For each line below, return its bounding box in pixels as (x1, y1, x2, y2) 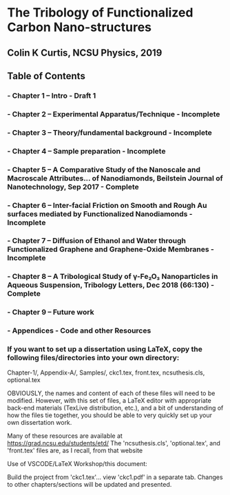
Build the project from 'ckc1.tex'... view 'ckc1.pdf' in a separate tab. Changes (7, 473, 223, 481)
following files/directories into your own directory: (7, 353, 180, 363)
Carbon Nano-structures (7, 19, 152, 35)
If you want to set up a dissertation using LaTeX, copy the (7, 344, 203, 354)
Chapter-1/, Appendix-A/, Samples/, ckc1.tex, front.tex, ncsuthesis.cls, (7, 368, 205, 377)
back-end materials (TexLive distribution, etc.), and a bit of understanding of (7, 404, 224, 412)
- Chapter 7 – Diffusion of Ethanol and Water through (7, 236, 186, 246)
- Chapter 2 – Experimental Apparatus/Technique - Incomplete (7, 109, 220, 118)
